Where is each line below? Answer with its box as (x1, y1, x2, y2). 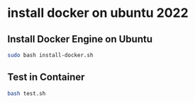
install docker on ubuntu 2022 (7, 5, 189, 21)
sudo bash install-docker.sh (7, 51, 94, 59)
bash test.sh (7, 90, 46, 97)
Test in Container (7, 71, 85, 83)
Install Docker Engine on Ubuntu (7, 33, 153, 45)
